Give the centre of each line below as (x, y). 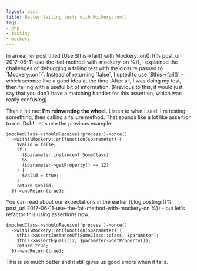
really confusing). (27, 100)
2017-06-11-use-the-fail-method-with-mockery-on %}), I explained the (92, 62)
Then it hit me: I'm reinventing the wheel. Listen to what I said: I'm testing (96, 111)
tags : (13, 22)
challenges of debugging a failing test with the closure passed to (85, 68)
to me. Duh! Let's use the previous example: (59, 123)
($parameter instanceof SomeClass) (65, 155)
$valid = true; (40, 176)
